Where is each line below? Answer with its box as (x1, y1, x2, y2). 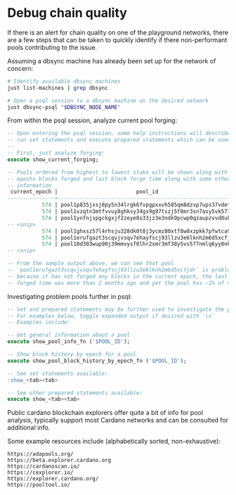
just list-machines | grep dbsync (7, 84, 109, 91)
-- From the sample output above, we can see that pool (7, 260, 174, 267)
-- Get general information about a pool (7, 332, 131, 339)
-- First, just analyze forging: (7, 150, 105, 157)
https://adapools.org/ (7, 451, 74, 458)
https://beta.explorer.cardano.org (7, 457, 112, 464)
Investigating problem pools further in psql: (7, 292, 132, 300)
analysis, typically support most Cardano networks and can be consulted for (7, 416, 229, 425)
